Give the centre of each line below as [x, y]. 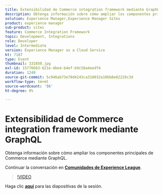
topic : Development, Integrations [40, 37]
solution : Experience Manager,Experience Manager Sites [63, 18]
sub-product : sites [25, 28]
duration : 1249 [20, 73]
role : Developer [21, 41]
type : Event [17, 59]
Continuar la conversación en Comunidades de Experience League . [73, 167]
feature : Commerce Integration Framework [48, 32]
